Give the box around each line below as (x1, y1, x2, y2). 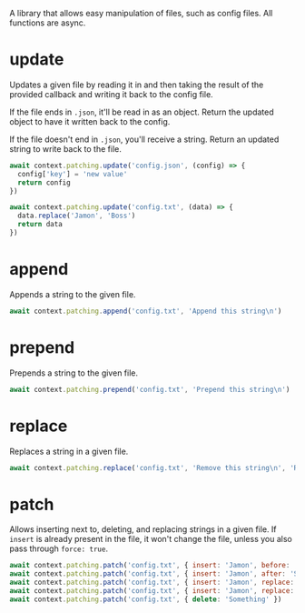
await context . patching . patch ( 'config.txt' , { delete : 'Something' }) (9, 595, 282, 604)
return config (17, 177, 71, 187)
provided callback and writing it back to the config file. (9, 88, 213, 99)
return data (17, 220, 64, 229)
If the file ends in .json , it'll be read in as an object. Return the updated (9, 106, 274, 117)
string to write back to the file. (9, 143, 123, 154)
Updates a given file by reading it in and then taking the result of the (9, 79, 264, 90)
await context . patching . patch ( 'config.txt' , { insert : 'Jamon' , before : (9, 561, 290, 570)
